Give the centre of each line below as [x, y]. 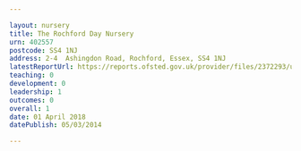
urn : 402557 [31, 42]
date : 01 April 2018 [48, 117]
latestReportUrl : [42, 67]
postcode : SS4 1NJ [43, 50]
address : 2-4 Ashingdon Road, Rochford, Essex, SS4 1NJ [118, 59]
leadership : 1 [36, 92]
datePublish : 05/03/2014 [56, 125]
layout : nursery [39, 25]
